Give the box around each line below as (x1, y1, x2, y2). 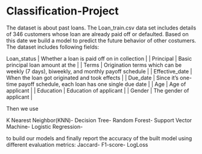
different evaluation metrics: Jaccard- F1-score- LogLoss (6, 141, 148, 148)
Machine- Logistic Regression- (6, 123, 83, 130)
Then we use (6, 105, 39, 112)
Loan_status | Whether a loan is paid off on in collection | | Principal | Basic (6, 55, 192, 62)
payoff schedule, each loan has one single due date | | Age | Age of (18, 80, 186, 88)
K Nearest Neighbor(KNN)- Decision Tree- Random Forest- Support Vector (6, 116, 192, 124)
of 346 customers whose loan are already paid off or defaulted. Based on (6, 30, 189, 37)
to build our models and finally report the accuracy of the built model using (6, 134, 192, 142)
